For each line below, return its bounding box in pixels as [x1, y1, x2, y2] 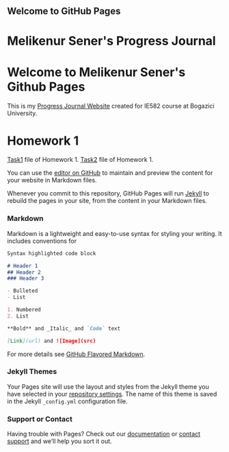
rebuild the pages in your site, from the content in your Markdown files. [7, 197, 207, 205]
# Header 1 [7, 262, 38, 270]
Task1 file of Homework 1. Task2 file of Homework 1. [7, 156, 154, 164]
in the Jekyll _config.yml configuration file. [7, 397, 128, 405]
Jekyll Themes [7, 367, 57, 377]
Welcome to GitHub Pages [7, 5, 121, 17]
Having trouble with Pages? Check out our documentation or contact [7, 430, 200, 438]
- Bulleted [7, 287, 38, 294]
